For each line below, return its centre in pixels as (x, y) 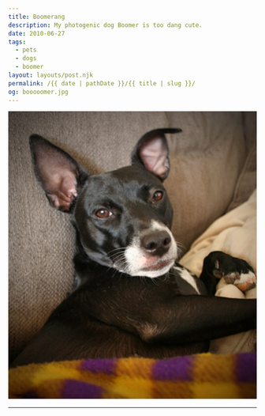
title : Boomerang (37, 17)
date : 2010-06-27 (37, 33)
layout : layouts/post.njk (50, 75)
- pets (26, 50)
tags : (17, 42)
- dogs (26, 59)
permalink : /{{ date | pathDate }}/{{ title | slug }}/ (102, 83)
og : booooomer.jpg (38, 92)
